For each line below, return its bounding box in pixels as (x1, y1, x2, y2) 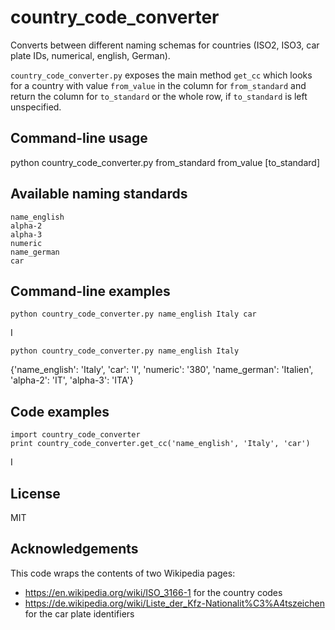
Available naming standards (10, 186, 188, 203)
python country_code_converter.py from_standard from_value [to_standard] (10, 156, 320, 168)
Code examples (10, 403, 110, 420)
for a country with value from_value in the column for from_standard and (10, 79, 307, 91)
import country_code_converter (10, 430, 141, 440)
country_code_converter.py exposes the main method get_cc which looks (10, 69, 313, 81)
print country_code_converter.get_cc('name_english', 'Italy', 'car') (10, 439, 311, 449)
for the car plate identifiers (24, 607, 135, 620)
